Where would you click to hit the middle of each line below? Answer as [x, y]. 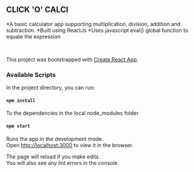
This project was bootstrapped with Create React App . [72, 59]
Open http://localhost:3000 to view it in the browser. [70, 145]
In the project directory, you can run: [51, 87]
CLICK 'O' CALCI [37, 10]
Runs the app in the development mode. [55, 139]
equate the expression [33, 36]
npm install [21, 100]
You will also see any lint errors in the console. [63, 163]
